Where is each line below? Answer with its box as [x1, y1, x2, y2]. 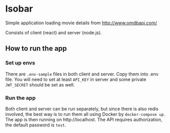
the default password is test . [5, 122, 66, 128]
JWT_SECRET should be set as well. [5, 81, 75, 87]
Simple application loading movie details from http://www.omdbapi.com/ [5, 20, 157, 26]
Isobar [5, 3, 33, 15]
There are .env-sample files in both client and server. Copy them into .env [5, 71, 159, 77]
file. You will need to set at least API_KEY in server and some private [5, 76, 147, 82]
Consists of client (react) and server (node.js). [5, 29, 102, 35]
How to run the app [5, 44, 67, 53]
